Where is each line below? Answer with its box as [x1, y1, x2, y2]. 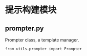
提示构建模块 [5, 4, 57, 16]
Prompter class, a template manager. [5, 37, 79, 43]
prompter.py [5, 24, 44, 32]
